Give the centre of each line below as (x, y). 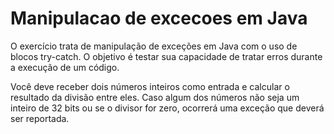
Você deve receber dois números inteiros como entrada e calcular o (150, 86)
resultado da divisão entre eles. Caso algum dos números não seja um (155, 97)
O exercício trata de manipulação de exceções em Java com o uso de (154, 46)
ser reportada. (40, 118)
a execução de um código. (65, 67)
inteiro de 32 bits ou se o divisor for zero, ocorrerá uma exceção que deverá (167, 108)
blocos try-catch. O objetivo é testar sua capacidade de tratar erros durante (166, 56)
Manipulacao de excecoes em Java (159, 18)
